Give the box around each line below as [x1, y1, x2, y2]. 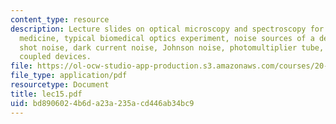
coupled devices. [19, 52, 92, 62]
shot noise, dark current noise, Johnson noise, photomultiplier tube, [19, 42, 325, 53]
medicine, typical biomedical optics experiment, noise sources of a [19, 33, 315, 43]
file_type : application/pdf [10, 71, 128, 81]
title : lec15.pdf [10, 89, 83, 99]
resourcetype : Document [10, 80, 110, 90]
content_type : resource [10, 14, 110, 25]
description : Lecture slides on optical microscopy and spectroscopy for [10, 24, 325, 34]
